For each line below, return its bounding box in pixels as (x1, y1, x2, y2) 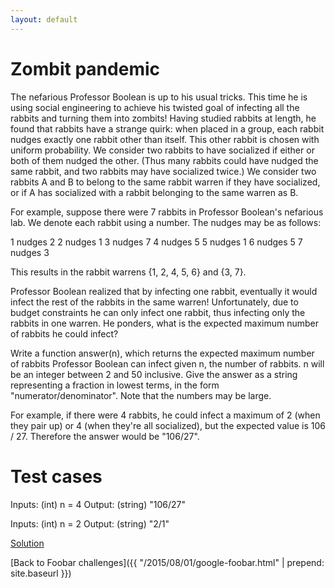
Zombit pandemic (10, 57, 160, 80)
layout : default (10, 14, 78, 25)
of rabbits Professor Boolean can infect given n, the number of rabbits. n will (10, 357, 325, 370)
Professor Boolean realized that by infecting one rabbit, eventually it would (10, 285, 318, 297)
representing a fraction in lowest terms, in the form (10, 379, 220, 391)
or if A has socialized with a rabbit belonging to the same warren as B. (10, 186, 299, 198)
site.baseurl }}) (10, 567, 72, 579)
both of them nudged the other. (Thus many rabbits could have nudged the (10, 154, 319, 166)
